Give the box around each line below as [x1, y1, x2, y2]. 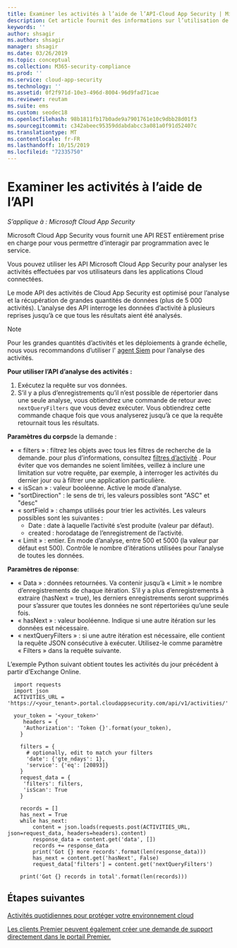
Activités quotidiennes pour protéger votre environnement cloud [7, 911, 194, 920]
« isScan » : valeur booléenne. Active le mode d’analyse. [17, 483, 182, 492]
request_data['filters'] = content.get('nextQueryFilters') [32, 860, 213, 867]
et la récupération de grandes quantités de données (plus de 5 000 [7, 296, 202, 304]
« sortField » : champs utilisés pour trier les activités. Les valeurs [17, 506, 207, 514]
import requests [13, 681, 61, 688]
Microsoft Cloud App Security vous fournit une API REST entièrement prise [7, 231, 224, 239]
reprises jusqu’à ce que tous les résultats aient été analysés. [7, 311, 183, 319]
